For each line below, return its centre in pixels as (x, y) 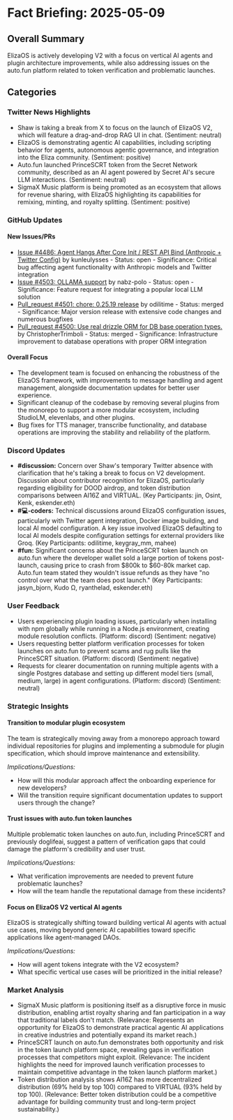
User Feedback (33, 606)
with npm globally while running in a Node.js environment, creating (113, 628)
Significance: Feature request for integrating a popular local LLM (110, 289)
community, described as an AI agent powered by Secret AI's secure (116, 172)
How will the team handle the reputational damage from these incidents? (121, 891)
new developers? (42, 788)
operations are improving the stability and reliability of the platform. (114, 432)
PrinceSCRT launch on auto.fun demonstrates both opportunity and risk (121, 1042)
